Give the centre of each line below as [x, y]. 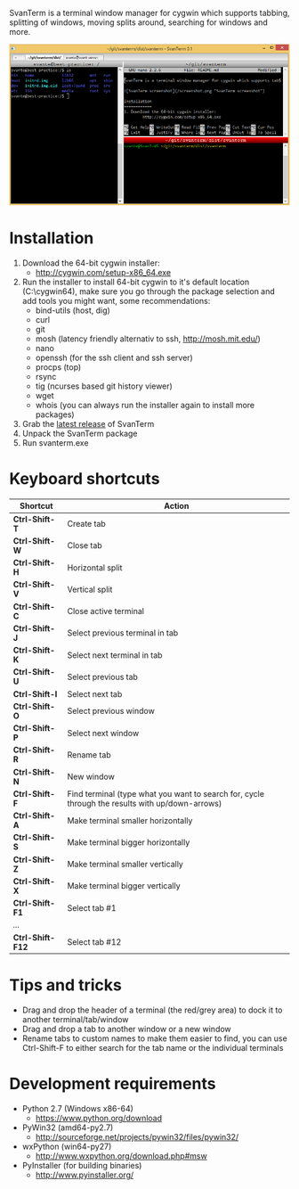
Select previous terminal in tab [123, 633]
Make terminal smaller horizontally [130, 820]
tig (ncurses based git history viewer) [104, 386]
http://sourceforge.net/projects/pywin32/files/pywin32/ [137, 1137]
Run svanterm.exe [55, 443]
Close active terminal [106, 611]
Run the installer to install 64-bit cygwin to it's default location [136, 282]
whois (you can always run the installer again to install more [145, 406]
